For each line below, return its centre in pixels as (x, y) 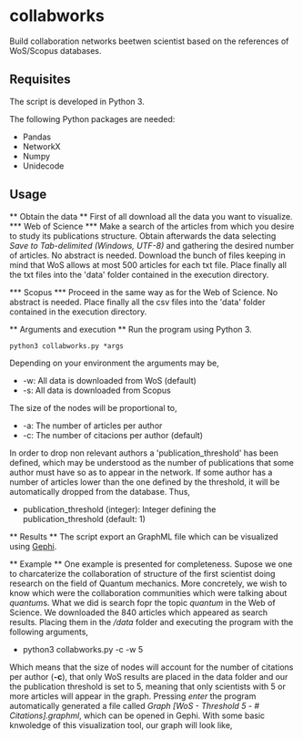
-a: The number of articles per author (92, 426)
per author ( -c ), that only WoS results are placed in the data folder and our (149, 676)
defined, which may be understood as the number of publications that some (151, 462)
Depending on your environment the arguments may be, (115, 363)
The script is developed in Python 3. (77, 101)
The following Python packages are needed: (92, 118)
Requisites (40, 80)
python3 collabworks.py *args (67, 346)
